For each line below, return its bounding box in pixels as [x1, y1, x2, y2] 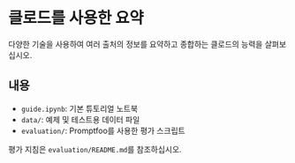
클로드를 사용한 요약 [8, 8, 145, 28]
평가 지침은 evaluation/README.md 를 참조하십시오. [8, 144, 182, 154]
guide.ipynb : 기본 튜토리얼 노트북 [20, 103, 139, 114]
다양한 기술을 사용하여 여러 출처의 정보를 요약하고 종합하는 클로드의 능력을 [8, 39, 263, 49]
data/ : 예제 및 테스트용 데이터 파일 [20, 114, 140, 124]
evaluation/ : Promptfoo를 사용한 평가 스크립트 [20, 125, 186, 136]
